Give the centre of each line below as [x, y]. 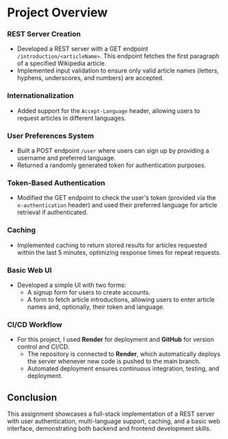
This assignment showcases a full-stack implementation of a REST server [111, 414]
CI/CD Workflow [35, 325]
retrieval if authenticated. [52, 212]
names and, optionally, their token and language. [96, 307]
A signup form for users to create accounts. [89, 292]
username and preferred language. [66, 158]
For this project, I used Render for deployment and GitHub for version [115, 340]
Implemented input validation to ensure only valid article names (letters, [118, 71]
